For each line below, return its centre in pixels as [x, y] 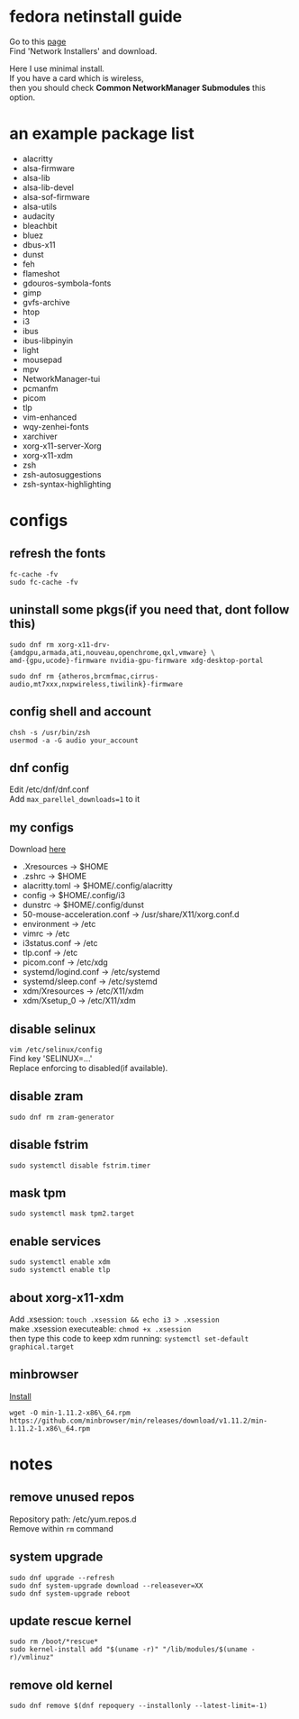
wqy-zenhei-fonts [55, 426]
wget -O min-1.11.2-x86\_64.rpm [70, 1413]
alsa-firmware [48, 168]
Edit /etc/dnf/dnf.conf [50, 789]
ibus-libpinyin [48, 341]
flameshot [41, 273]
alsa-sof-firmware [56, 196]
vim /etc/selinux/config [56, 1050]
